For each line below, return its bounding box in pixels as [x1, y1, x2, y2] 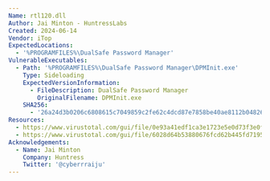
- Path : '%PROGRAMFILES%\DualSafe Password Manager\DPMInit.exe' [15, 64, 239, 72]
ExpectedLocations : [8, 42, 74, 50]
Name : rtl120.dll [8, 11, 67, 20]
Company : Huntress [22, 153, 84, 161]
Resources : [8, 116, 45, 124]
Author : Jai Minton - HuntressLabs [8, 19, 128, 27]
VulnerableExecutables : [8, 57, 88, 65]
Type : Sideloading [22, 71, 84, 79]
